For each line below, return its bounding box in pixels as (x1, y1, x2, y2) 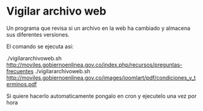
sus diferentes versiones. (6, 30, 70, 38)
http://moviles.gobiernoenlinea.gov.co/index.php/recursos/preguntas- (6, 61, 183, 68)
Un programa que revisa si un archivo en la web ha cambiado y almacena (6, 24, 191, 32)
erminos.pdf (6, 81, 37, 88)
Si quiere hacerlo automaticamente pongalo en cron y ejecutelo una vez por (6, 92, 197, 99)
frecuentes (6, 67, 34, 74)
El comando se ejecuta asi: (6, 43, 74, 50)
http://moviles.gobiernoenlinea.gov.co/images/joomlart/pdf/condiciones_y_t (6, 74, 196, 81)
